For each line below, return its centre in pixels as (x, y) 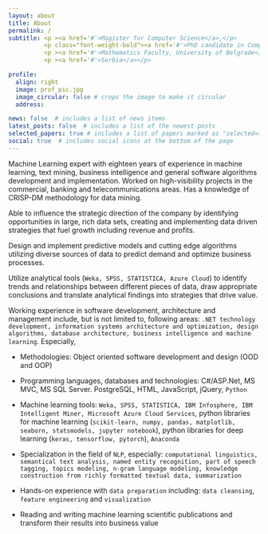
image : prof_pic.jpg (49, 89)
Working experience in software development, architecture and (112, 310)
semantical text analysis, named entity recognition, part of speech (138, 461)
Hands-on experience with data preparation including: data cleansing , (137, 490)
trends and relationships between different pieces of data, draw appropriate (133, 286)
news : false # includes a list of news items (87, 119)
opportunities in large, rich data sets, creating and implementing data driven (133, 221)
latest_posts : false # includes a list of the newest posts (112, 126)
